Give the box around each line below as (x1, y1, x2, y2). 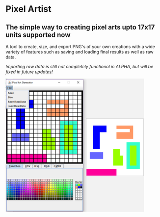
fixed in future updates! (5, 69, 53, 75)
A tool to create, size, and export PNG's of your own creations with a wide (5, 44, 155, 50)
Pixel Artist (5, 3, 52, 15)
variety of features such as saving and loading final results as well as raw (5, 49, 154, 54)
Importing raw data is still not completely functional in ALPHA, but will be (5, 64, 154, 69)
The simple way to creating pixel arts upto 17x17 (5, 23, 155, 31)
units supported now (5, 30, 71, 39)
